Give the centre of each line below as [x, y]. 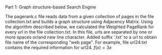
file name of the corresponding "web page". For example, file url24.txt [76, 42]
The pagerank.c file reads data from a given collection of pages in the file [80, 16]
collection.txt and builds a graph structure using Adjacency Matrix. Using [79, 22]
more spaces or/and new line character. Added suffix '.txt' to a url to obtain [81, 37]
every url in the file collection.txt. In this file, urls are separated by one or [79, 32]
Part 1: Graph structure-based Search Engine [50, 7]
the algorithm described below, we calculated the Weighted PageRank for [80, 27]
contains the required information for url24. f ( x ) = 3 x [58, 47]
